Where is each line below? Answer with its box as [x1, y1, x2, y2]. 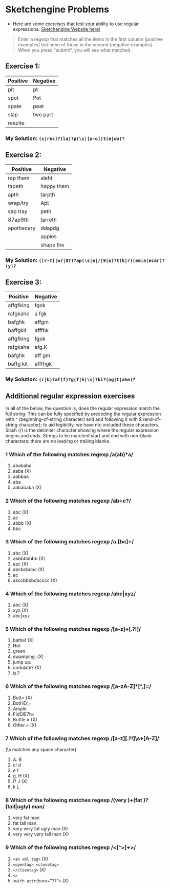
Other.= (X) [12, 722, 37, 728]
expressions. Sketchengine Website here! [12, 26, 101, 32]
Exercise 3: [5, 278, 42, 287]
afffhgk [34, 360, 52, 367]
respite [8, 119, 25, 127]
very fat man [12, 814, 40, 821]
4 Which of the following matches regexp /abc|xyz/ [5, 590, 136, 597]
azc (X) [12, 561, 28, 567]
